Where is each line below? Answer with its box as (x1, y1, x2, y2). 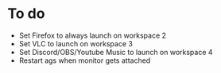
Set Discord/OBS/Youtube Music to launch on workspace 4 (18, 47, 213, 57)
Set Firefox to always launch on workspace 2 (18, 31, 167, 40)
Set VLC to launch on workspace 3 (18, 38, 133, 48)
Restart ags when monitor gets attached (18, 56, 151, 65)
